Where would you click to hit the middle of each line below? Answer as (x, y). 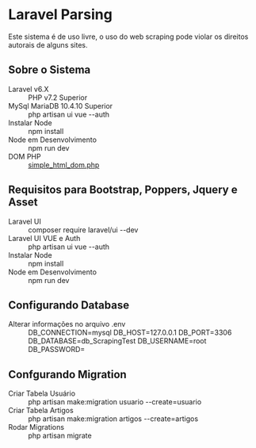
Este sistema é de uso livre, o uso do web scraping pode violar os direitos (128, 36)
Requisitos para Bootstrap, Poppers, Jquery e (123, 190)
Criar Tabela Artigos (41, 411)
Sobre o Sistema (50, 70)
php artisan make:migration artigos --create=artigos (113, 419)
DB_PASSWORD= (57, 350)
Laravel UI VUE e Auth (44, 238)
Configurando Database (69, 305)
